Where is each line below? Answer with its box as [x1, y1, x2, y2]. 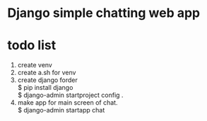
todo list [7, 38, 57, 54]
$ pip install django [17, 83, 73, 92]
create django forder [17, 76, 78, 84]
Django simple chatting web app [7, 5, 201, 21]
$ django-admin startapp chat [17, 106, 105, 115]
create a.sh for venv [17, 69, 76, 77]
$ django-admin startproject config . [17, 91, 124, 100]
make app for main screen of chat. [17, 98, 118, 107]
